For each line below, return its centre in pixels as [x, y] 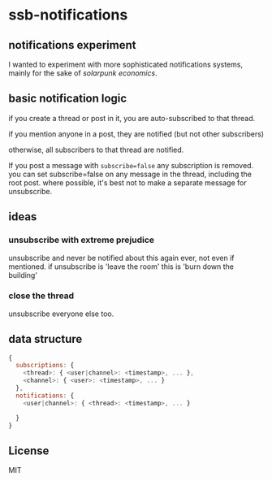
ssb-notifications [68, 15]
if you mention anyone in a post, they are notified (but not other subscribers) [136, 134]
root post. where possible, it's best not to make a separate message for [127, 182]
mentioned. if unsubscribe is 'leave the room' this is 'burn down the [121, 266]
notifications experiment [72, 45]
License [29, 451]
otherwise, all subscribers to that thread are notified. [96, 149]
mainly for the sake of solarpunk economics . [83, 73]
